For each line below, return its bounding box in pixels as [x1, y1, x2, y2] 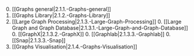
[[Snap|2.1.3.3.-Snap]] [11, 37, 66, 44]
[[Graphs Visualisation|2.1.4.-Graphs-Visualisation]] [11, 43, 138, 50]
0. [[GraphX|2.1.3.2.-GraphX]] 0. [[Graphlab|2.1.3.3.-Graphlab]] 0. [11, 31, 171, 38]
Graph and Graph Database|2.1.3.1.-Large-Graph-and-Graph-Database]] [11, 24, 188, 31]
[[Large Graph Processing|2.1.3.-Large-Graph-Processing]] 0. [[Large [11, 18, 182, 25]
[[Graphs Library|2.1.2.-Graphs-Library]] [11, 12, 110, 19]
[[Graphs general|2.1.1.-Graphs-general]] [11, 6, 112, 12]
